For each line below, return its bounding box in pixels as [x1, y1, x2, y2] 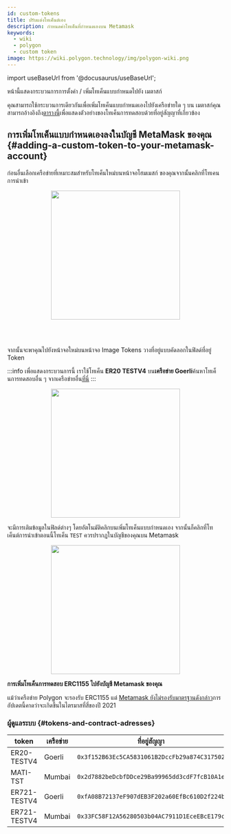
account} [7, 151, 48, 162]
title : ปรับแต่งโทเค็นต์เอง [7, 17, 66, 23]
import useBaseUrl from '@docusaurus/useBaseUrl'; [7, 74, 156, 82]
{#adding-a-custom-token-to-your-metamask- [7, 140, 214, 151]
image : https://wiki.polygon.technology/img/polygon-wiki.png [7, 55, 189, 62]
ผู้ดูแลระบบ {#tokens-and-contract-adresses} [7, 718, 155, 728]
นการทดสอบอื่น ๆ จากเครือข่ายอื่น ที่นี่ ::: [7, 374, 96, 382]
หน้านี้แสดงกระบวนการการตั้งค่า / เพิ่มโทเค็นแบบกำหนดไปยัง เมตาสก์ [7, 87, 162, 95]
